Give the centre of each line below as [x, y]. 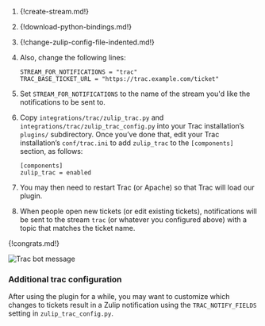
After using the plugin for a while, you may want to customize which [119, 297]
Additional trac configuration [65, 279]
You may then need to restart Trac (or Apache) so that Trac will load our [137, 187]
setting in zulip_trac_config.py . [61, 313]
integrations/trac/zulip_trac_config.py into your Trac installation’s [132, 126]
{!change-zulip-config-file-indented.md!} [87, 42]
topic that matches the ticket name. [77, 228]
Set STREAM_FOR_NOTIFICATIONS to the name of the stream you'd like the [135, 94]
